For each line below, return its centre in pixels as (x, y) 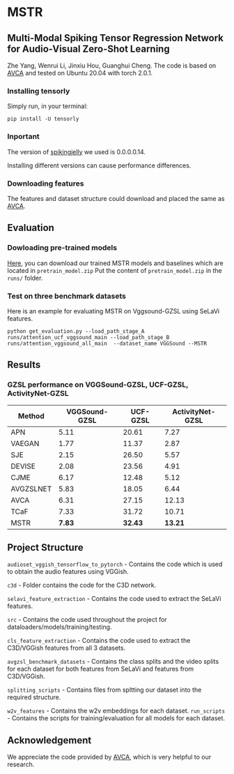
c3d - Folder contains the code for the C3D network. (82, 585)
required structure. (34, 697)
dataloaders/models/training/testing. (60, 627)
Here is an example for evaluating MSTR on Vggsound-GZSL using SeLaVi (114, 311)
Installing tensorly (39, 91)
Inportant (23, 137)
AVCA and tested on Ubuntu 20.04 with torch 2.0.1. (80, 73)
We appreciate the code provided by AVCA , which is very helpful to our (109, 757)
